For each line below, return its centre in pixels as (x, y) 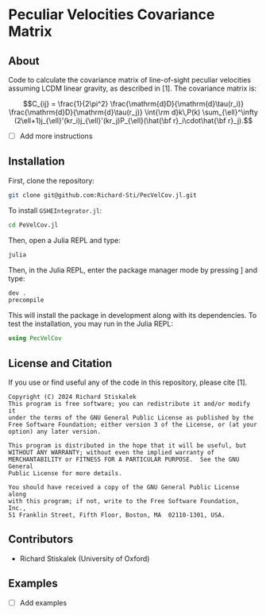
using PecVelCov (35, 338)
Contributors (41, 539)
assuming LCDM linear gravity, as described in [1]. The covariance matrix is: (133, 88)
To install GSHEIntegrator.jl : (55, 210)
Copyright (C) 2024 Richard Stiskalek (72, 396)
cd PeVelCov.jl (33, 225)
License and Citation (60, 363)
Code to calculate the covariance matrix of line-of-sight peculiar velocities (130, 80)
